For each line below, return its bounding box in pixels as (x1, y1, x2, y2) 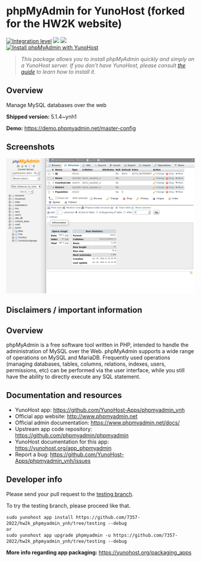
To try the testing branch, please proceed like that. (6, 502, 131, 509)
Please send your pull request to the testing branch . (6, 490, 134, 497)
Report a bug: (14, 451, 49, 458)
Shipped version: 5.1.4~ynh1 (6, 113, 77, 120)
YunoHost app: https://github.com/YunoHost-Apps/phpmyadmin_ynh (14, 406, 185, 414)
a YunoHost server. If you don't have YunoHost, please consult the (20, 62, 186, 69)
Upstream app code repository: (14, 425, 93, 432)
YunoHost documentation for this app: (14, 438, 109, 445)
